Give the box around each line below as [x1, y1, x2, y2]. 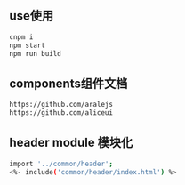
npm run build [9, 49, 62, 58]
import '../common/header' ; [9, 159, 114, 168]
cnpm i [9, 32, 34, 42]
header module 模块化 [9, 135, 133, 150]
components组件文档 [9, 76, 128, 91]
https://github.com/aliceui [9, 109, 114, 117]
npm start [9, 41, 46, 50]
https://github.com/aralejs [9, 101, 114, 109]
